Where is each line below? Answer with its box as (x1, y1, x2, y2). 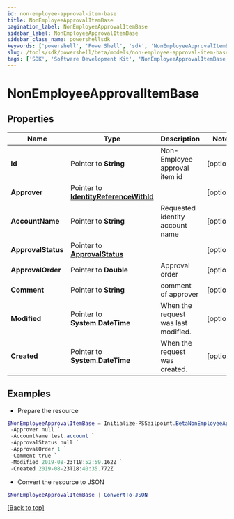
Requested (160, 203, 196, 212)
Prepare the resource (17, 406, 79, 415)
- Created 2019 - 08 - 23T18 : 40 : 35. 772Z (10, 465, 114, 472)
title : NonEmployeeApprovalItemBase (7, 17, 114, 24)
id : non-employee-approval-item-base (7, 10, 117, 17)
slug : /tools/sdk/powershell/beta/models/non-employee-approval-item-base (7, 49, 229, 56)
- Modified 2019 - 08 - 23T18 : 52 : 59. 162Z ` (10, 458, 123, 465)
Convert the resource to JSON (17, 478, 104, 486)
